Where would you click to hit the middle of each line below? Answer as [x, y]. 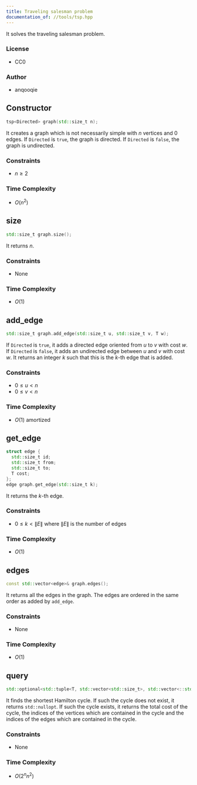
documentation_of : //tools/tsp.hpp [50, 17]
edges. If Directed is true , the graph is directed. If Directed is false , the [93, 139]
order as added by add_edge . [40, 601]
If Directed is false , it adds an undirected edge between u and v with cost [96, 351]
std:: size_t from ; [34, 463]
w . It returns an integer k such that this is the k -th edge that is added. [90, 357]
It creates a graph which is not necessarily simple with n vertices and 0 [92, 133]
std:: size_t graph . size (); [39, 234]
